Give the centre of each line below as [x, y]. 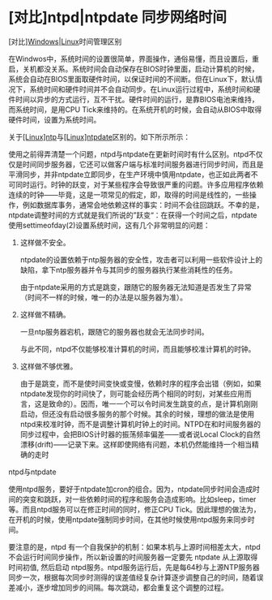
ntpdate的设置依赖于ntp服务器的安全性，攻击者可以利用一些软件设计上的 [141, 259]
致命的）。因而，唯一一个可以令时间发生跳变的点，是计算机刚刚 [153, 404]
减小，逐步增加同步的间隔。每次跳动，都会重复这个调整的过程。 [121, 587]
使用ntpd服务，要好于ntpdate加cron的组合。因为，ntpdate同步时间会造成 [131, 489]
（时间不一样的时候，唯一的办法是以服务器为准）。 [104, 297]
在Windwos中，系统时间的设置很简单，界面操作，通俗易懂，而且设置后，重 [134, 58]
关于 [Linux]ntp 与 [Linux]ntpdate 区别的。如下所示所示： [100, 136]
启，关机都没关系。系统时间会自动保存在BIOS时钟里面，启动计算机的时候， [134, 69]
